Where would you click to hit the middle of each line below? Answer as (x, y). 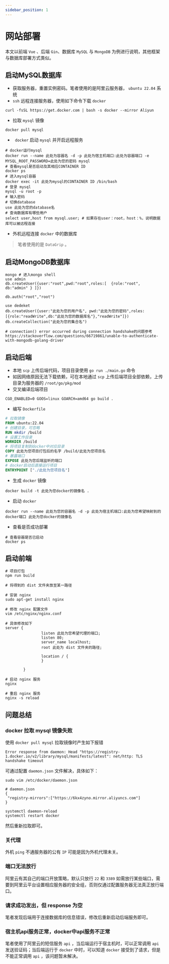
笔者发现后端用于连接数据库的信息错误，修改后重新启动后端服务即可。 (78, 917)
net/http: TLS (128, 756)
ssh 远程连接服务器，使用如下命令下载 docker (59, 101)
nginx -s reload (22, 698)
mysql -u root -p (23, 192)
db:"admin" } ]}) (23, 288)
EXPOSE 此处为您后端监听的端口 (34, 461)
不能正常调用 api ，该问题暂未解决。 (43, 956)
